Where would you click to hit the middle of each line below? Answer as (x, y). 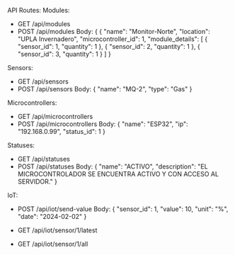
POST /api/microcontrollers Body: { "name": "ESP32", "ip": (103, 124)
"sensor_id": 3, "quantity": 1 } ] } (64, 54)
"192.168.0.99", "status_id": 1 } (62, 131)
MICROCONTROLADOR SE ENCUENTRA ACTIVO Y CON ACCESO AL (118, 174)
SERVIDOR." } (38, 181)
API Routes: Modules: (39, 10)
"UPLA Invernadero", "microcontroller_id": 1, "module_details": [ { (113, 39)
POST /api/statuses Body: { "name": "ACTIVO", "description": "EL (113, 166)
